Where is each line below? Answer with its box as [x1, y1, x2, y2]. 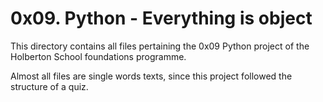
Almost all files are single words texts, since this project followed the [10, 70, 293, 82]
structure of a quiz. [10, 80, 89, 92]
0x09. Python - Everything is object [10, 7, 313, 30]
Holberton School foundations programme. [10, 50, 187, 62]
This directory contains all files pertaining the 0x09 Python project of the [10, 40, 310, 52]
